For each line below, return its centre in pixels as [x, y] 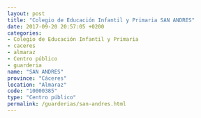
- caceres [22, 46]
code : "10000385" [32, 91]
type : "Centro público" [42, 98]
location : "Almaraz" [37, 85]
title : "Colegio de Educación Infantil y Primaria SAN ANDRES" [101, 20]
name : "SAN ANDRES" [36, 71]
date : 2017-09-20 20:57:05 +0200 [56, 26]
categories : [24, 33]
